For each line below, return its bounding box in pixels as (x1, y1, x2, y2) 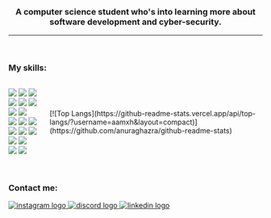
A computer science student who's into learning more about (15, 6, 256, 17)
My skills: (8, 62, 47, 73)
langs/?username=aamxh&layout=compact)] (49, 117, 198, 127)
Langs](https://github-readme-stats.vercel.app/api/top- (71, 108, 256, 118)
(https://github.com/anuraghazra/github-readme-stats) (49, 125, 232, 135)
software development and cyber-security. (49, 16, 222, 27)
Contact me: (8, 182, 58, 193)
